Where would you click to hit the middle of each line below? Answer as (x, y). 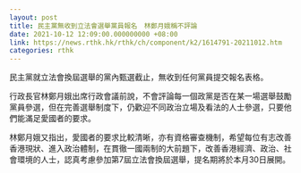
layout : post (34, 17)
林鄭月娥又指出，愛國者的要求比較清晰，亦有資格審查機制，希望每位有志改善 (150, 137)
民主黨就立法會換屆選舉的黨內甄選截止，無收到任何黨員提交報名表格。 (139, 78)
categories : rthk (42, 51)
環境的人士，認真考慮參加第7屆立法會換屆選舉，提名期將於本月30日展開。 (154, 160)
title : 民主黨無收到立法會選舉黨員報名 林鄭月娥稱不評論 (103, 26)
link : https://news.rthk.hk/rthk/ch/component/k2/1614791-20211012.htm (146, 42)
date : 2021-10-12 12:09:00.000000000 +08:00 (94, 34)
